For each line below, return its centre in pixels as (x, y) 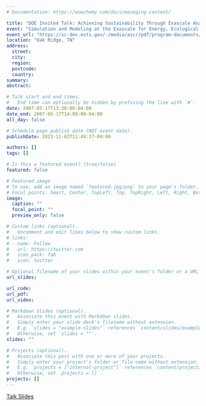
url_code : (19, 288)
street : (22, 52)
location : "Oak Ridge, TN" (41, 40)
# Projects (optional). (37, 350)
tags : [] (17, 153)
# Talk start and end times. (44, 97)
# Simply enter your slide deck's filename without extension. (91, 323)
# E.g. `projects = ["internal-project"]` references (79, 368)
